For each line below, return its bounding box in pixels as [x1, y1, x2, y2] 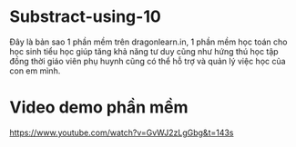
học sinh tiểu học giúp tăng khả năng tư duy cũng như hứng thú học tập [9, 45, 280, 56]
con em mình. [9, 65, 61, 76]
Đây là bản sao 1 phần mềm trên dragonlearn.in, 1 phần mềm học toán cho [9, 36, 288, 47]
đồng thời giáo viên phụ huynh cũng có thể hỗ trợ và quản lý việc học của [9, 55, 286, 66]
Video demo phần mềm [9, 97, 189, 118]
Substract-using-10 [9, 6, 161, 27]
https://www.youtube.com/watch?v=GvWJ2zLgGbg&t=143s [9, 127, 234, 138]
